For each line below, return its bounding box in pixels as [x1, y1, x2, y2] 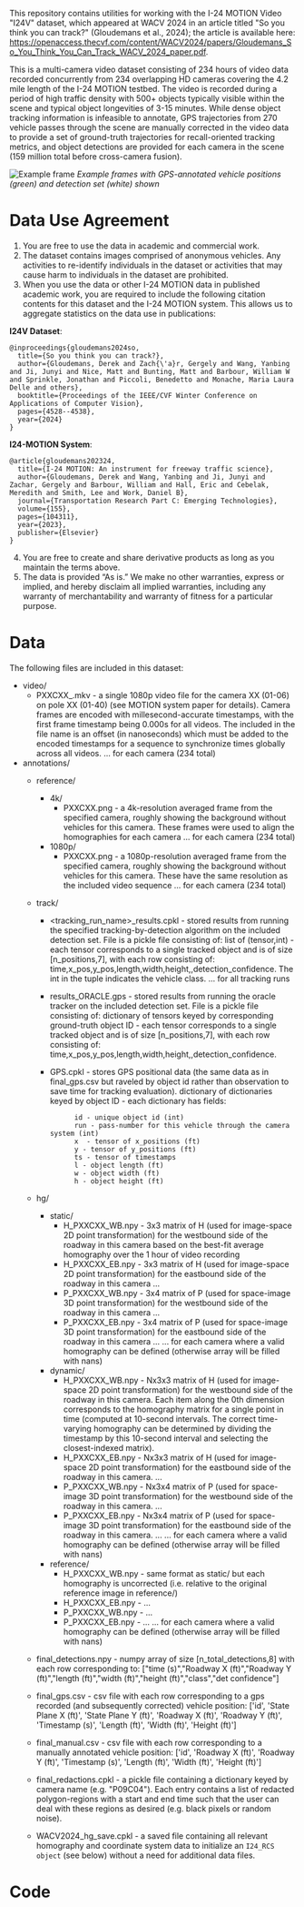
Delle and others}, [9, 382, 83, 392]
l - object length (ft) [74, 1161, 164, 1170]
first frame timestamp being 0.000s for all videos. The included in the [35, 718, 296, 729]
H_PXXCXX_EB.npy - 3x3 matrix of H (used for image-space [63, 1258, 289, 1269]
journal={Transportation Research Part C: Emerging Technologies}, [17, 496, 279, 505]
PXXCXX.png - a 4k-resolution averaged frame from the [63, 802, 273, 813]
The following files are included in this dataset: [9, 662, 184, 673]
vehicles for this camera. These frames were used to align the [63, 821, 295, 832]
